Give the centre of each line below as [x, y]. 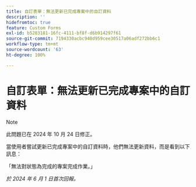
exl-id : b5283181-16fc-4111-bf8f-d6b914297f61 [64, 33]
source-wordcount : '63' [35, 50]
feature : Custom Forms [34, 28]
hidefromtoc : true [28, 22]
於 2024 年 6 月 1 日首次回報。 [42, 178]
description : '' [26, 17]
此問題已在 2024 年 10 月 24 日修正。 [51, 134]
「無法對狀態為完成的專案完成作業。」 [51, 166]
